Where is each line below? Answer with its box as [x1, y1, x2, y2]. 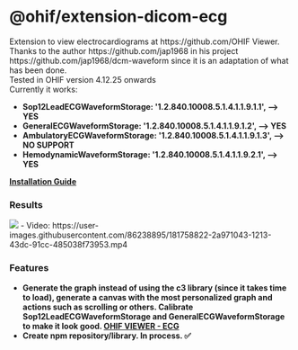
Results [9, 198, 43, 211]
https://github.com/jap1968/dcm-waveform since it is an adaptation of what [9, 55, 289, 66]
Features [9, 262, 49, 274]
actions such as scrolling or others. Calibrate [22, 301, 194, 312]
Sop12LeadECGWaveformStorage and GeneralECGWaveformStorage [22, 310, 285, 321]
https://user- [52, 220, 99, 231]
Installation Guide [9, 175, 77, 186]
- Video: [20, 220, 51, 231]
